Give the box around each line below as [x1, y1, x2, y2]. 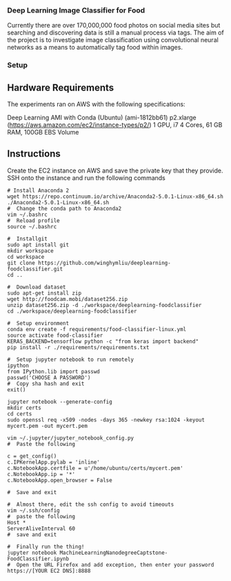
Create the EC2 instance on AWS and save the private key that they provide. [7, 166, 223, 175]
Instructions [7, 148, 61, 160]
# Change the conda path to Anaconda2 [7, 205, 122, 212]
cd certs [7, 410, 32, 417]
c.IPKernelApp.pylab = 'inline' [7, 458, 100, 466]
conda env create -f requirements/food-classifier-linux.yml [7, 326, 187, 333]
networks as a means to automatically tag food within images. [7, 43, 183, 52]
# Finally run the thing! [7, 543, 85, 550]
